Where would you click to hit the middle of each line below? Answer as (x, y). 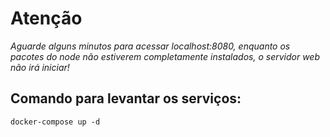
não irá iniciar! (40, 67)
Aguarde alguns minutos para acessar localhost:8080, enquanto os (150, 46)
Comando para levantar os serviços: (126, 98)
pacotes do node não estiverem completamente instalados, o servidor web (165, 56)
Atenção (46, 18)
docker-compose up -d (55, 122)
